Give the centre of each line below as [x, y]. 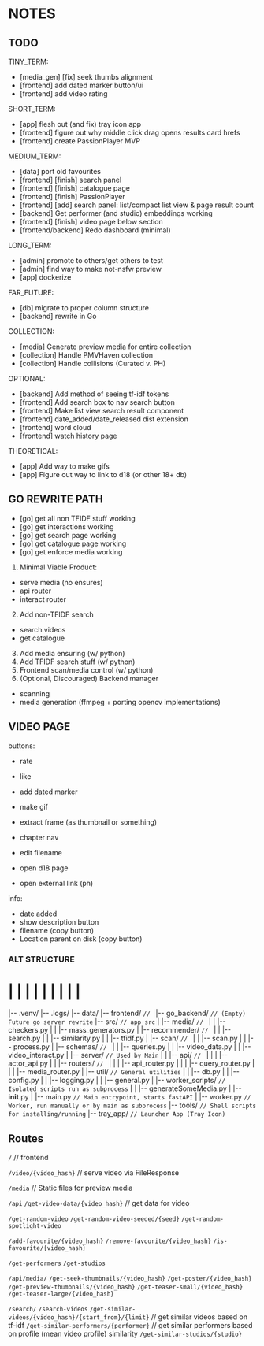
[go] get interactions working [67, 527]
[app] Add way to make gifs [65, 466]
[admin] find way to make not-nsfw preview [90, 269]
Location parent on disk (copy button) [81, 939]
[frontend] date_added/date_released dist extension [104, 419]
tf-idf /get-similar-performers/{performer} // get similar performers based [130, 1326]
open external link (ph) [56, 883]
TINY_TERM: [28, 61]
